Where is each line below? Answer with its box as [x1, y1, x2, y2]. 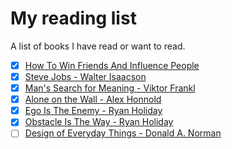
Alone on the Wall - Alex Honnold [24, 93, 162, 106]
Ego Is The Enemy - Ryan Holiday [24, 105, 163, 117]
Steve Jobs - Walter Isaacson [24, 71, 147, 82]
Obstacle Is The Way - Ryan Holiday [24, 116, 174, 128]
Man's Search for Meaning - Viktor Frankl [24, 82, 196, 94]
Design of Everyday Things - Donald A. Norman [24, 127, 222, 139]
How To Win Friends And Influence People [24, 59, 200, 71]
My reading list [10, 7, 137, 30]
